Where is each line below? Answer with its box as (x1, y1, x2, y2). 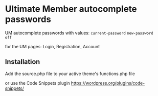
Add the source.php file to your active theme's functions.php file (5, 71, 135, 77)
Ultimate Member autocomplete (5, 3, 137, 15)
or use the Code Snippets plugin (5, 80, 70, 86)
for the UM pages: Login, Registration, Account (5, 43, 100, 49)
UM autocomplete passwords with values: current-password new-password (5, 30, 154, 36)
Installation (5, 58, 40, 66)
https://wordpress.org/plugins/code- (70, 80, 145, 86)
